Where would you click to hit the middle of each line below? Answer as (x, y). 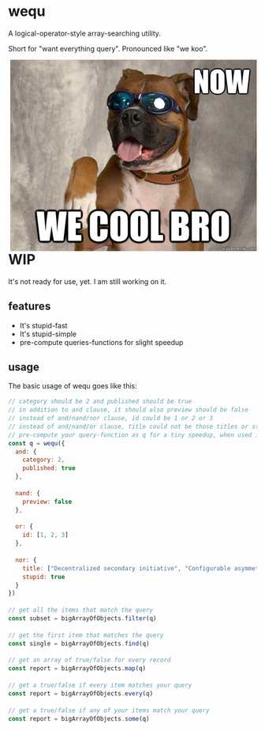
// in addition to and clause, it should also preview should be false (128, 410)
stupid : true (44, 577)
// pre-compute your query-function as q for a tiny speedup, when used (130, 435)
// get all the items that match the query (81, 610)
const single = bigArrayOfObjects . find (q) (79, 643)
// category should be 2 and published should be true (100, 402)
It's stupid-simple (48, 334)
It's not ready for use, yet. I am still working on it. (88, 281)
